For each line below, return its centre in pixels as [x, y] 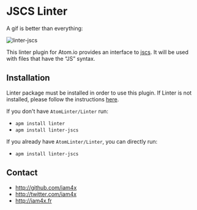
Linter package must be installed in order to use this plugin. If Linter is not [99, 93]
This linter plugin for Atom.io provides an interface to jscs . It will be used [97, 52]
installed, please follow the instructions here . [63, 99]
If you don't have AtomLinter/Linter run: [58, 111]
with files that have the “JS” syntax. [51, 58]
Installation [28, 78]
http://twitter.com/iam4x [46, 194]
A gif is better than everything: [45, 28]
